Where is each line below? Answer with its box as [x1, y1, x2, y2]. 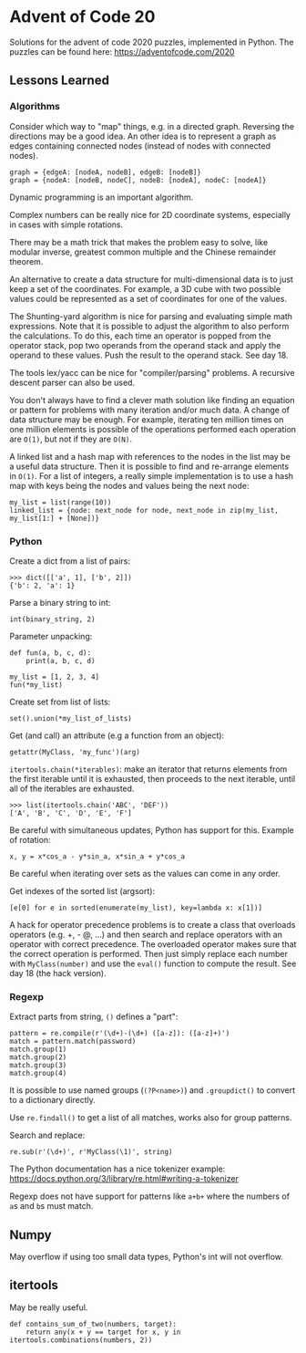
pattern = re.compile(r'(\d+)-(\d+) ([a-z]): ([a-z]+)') [9, 1029, 230, 1038]
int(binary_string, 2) [9, 614, 96, 624]
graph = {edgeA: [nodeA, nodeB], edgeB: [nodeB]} [9, 167, 202, 177]
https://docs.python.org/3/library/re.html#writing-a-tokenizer [9, 1173, 240, 1184]
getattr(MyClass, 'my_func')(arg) [9, 747, 141, 756]
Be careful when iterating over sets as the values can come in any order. [9, 868, 280, 879]
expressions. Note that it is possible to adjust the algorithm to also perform [9, 320, 290, 331]
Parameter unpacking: [9, 630, 93, 641]
